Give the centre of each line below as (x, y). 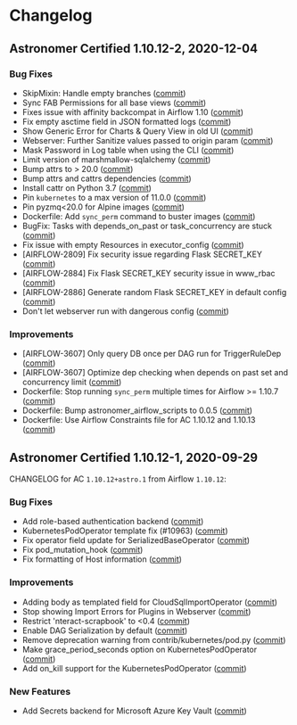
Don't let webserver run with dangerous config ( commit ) (125, 311)
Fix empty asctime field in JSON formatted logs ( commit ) (127, 121)
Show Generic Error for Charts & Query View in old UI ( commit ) (138, 131)
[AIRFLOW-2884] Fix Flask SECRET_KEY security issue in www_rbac (148, 273)
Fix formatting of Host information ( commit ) (102, 559)
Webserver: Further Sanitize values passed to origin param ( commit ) (148, 140)
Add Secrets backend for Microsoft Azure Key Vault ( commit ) (134, 711)
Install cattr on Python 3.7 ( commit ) (87, 187)
